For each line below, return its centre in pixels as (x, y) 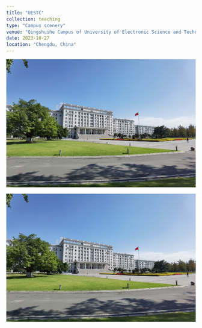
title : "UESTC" (25, 13)
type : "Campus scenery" (36, 25)
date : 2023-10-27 (28, 38)
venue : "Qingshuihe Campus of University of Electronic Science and (94, 32)
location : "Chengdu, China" (41, 45)
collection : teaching (33, 19)
